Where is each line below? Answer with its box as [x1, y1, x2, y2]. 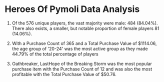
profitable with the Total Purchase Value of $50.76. [11, 71, 117, 77]
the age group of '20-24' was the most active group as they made [11, 45, 148, 51]
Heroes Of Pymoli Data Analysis [4, 3, 140, 15]
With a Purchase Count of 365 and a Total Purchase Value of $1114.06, [11, 40, 157, 46]
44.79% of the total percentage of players [11, 51, 98, 57]
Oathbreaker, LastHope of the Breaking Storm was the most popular [11, 60, 152, 66]
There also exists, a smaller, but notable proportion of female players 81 [11, 25, 159, 31]
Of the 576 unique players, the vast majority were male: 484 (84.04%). [11, 20, 158, 26]
